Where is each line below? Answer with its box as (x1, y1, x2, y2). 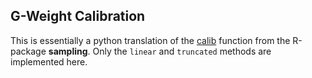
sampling (48, 45, 88, 57)
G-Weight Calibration (10, 8, 146, 25)
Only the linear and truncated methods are (92, 45, 272, 57)
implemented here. (10, 55, 88, 68)
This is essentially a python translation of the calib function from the (10, 34, 291, 46)
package (10, 45, 47, 57)
